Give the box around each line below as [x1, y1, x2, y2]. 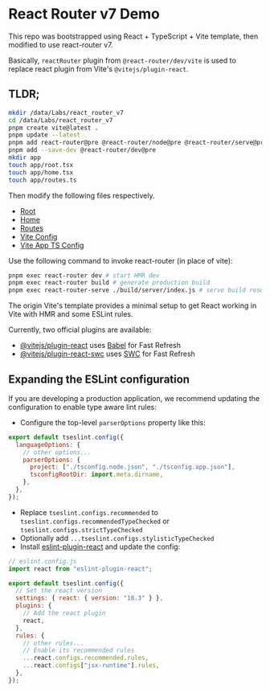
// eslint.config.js [8, 557, 78, 565]
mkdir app [8, 154, 42, 162]
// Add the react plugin [22, 609, 106, 617]
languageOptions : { [15, 440, 81, 448]
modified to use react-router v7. [8, 39, 113, 49]
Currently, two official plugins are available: [8, 325, 152, 334]
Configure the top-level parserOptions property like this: [19, 417, 207, 427]
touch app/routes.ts [8, 176, 78, 184]
